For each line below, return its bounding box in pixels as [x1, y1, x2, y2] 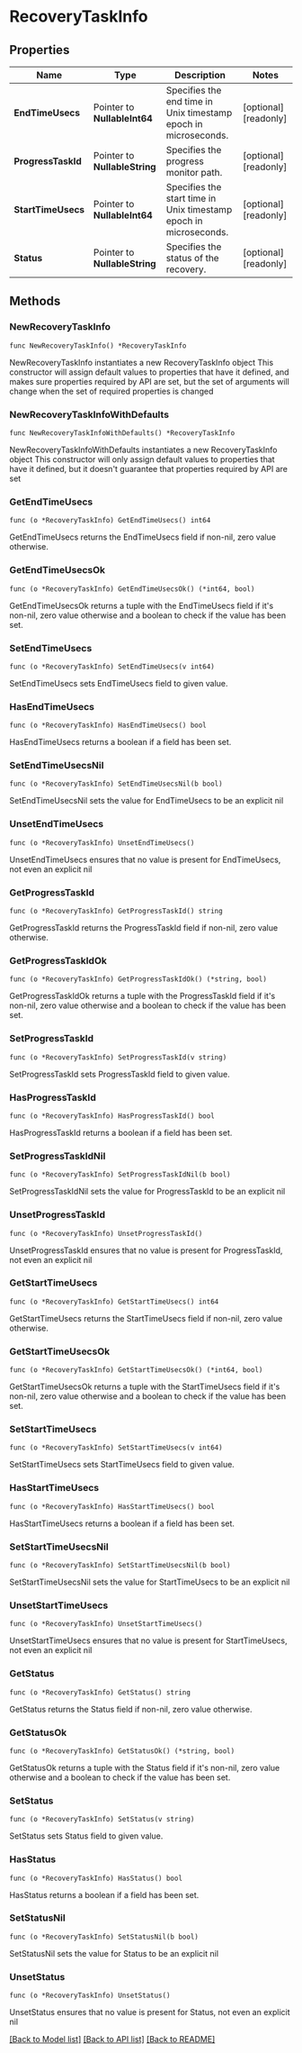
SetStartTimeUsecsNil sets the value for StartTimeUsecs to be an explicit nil [9, 1576, 290, 1587]
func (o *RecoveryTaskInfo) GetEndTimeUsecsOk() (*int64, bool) [9, 584, 255, 594]
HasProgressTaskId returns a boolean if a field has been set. [9, 1127, 233, 1138]
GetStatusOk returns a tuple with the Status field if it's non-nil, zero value [9, 1762, 280, 1773]
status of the [165, 252, 219, 264]
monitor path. [165, 167, 223, 178]
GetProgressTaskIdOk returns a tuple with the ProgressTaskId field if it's [9, 991, 276, 1002]
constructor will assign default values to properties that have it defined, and [9, 367, 289, 377]
